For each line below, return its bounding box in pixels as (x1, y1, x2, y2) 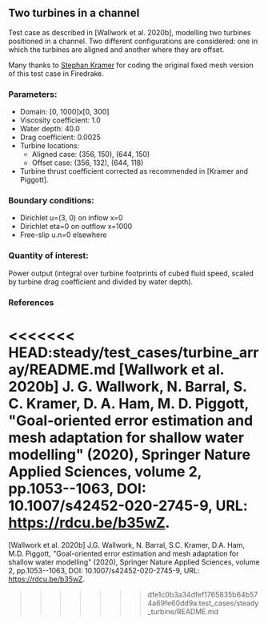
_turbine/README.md (147, 606, 218, 616)
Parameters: (8, 88, 58, 99)
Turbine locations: (19, 141, 80, 151)
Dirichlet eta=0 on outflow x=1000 (19, 222, 133, 231)
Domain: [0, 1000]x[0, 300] (19, 107, 110, 117)
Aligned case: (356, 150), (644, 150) (31, 150, 150, 159)
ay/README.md (8, 360, 116, 379)
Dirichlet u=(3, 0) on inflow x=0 (19, 213, 123, 223)
